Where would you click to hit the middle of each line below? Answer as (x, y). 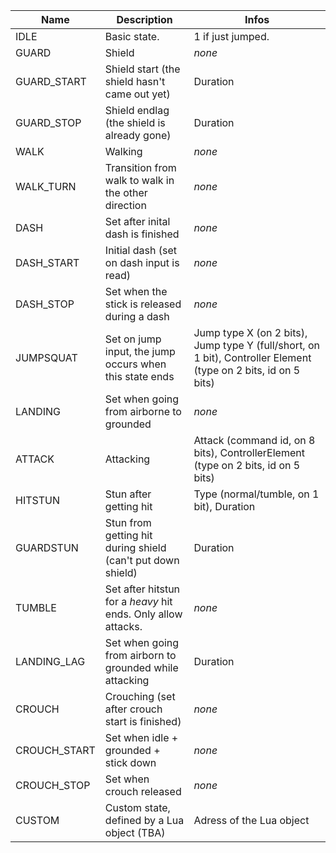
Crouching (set (140, 696)
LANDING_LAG (50, 661)
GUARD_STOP (48, 122)
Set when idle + (141, 737)
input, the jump (140, 351)
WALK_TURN (46, 186)
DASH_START (47, 262)
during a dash (137, 316)
